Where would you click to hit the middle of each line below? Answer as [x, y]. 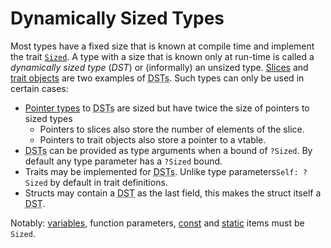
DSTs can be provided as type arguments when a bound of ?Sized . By [168, 150]
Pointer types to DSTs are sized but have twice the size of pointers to [167, 108]
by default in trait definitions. [108, 182]
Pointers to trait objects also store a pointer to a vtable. [153, 139]
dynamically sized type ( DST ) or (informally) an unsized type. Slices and [159, 67]
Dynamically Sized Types [117, 18]
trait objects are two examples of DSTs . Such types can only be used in [157, 78]
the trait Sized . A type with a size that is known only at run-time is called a [162, 56]
